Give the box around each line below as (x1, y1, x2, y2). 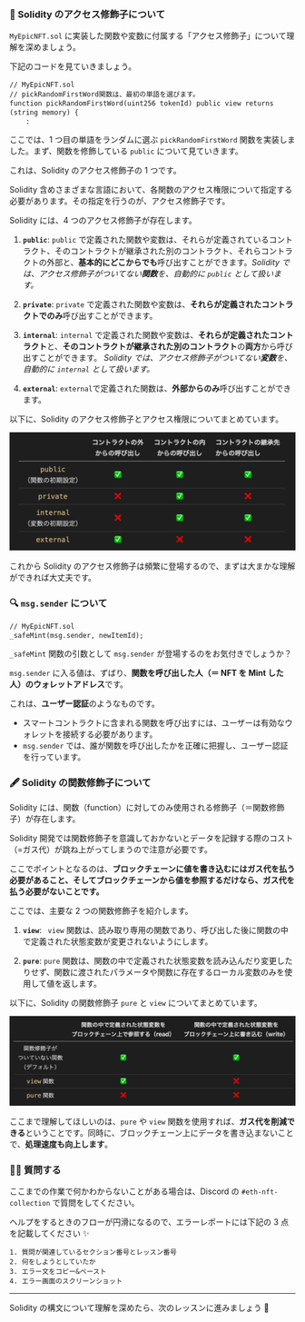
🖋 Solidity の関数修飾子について (9, 777, 152, 790)
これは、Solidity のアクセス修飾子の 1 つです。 (9, 165, 182, 176)
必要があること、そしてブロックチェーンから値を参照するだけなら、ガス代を (9, 874, 295, 885)
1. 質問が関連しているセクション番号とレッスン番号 (9, 1247, 177, 1257)
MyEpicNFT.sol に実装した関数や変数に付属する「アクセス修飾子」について (9, 30, 287, 42)
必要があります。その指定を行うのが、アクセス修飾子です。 (9, 195, 231, 206)
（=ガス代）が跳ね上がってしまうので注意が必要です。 (9, 843, 213, 855)
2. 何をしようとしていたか (9, 1257, 96, 1267)
